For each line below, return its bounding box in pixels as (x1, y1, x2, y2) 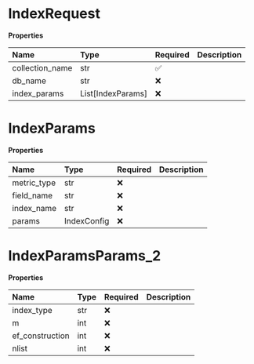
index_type (12, 304, 53, 315)
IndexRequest (8, 5, 100, 23)
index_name (12, 202, 57, 213)
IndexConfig (63, 215, 110, 226)
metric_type (12, 177, 56, 188)
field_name (12, 190, 53, 201)
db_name (12, 75, 47, 86)
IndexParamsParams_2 (8, 247, 161, 265)
